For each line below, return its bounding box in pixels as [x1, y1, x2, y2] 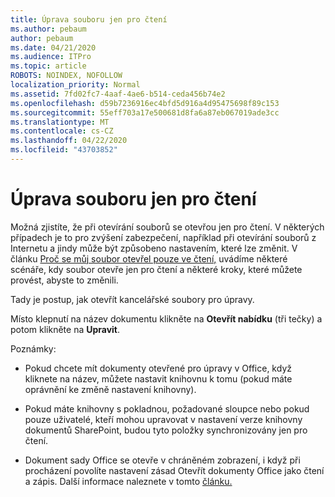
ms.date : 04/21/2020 [10, 42, 97, 53]
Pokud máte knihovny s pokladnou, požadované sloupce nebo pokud [24, 402, 310, 415]
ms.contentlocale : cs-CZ [10, 126, 114, 136]
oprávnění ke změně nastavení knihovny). [24, 383, 197, 395]
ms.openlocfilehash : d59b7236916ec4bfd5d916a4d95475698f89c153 [10, 98, 280, 108]
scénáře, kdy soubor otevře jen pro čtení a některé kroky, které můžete [10, 263, 303, 275]
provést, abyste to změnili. [10, 274, 119, 286]
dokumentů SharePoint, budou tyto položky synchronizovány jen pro [24, 424, 308, 436]
